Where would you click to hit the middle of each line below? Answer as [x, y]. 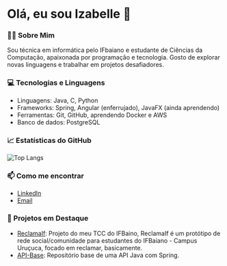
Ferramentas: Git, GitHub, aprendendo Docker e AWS [92, 115]
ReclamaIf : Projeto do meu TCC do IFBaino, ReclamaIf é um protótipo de [119, 233]
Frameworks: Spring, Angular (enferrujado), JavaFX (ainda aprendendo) [118, 107]
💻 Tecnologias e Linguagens [56, 83]
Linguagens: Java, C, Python [57, 100]
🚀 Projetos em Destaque [48, 218]
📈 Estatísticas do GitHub [49, 140]
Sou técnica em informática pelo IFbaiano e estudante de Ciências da [105, 50]
